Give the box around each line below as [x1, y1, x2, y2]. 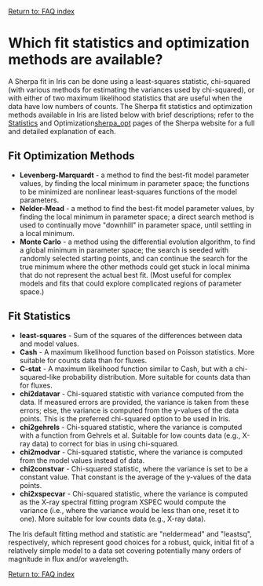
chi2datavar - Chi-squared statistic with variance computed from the [19, 388, 244, 399]
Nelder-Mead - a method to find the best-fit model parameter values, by [19, 203, 255, 213]
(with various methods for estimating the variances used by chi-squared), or [8, 85, 255, 94]
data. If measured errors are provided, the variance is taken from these [19, 397, 250, 406]
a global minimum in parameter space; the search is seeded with [19, 245, 229, 254]
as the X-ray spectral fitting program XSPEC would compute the [19, 497, 226, 507]
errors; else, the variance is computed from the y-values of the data [19, 406, 239, 415]
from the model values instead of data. [19, 455, 145, 465]
